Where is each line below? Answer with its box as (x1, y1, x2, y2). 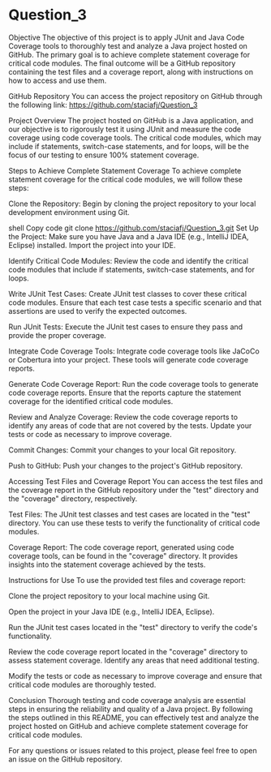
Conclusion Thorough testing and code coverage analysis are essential (8, 695, 246, 705)
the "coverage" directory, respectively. (8, 493, 138, 504)
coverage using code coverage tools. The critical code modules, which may (8, 132, 262, 143)
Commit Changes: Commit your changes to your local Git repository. (8, 444, 237, 455)
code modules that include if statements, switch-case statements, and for (8, 264, 256, 274)
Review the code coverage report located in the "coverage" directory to (8, 646, 248, 656)
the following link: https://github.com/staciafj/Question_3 (8, 100, 198, 109)
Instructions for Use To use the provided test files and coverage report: (8, 575, 246, 585)
